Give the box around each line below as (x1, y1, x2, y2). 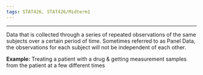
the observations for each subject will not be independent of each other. (6, 43, 186, 51)
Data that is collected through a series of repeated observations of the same (6, 31, 196, 38)
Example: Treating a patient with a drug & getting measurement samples (6, 55, 187, 62)
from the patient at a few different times (6, 61, 105, 69)
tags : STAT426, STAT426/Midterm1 (6, 8, 91, 15)
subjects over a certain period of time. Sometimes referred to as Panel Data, (6, 37, 196, 44)
